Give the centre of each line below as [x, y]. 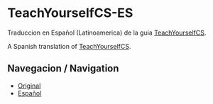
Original [29, 86]
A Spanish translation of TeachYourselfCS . [69, 46]
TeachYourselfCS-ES [70, 13]
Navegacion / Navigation [63, 69]
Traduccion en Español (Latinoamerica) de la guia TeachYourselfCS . [107, 33]
